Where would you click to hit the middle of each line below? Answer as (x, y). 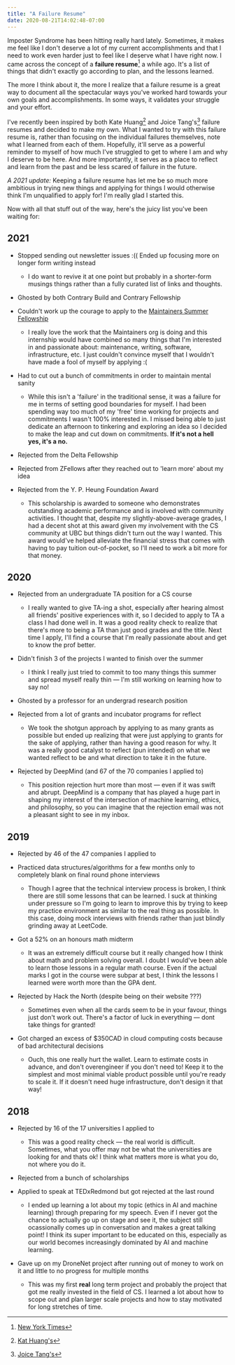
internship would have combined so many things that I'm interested (124, 339)
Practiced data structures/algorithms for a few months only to (106, 867)
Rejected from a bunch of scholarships (73, 1178)
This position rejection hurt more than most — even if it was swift (121, 785)
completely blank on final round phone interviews (88, 875)
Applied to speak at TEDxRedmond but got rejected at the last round (116, 1192)
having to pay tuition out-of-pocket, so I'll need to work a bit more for (127, 547)
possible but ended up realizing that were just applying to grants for (126, 735)
